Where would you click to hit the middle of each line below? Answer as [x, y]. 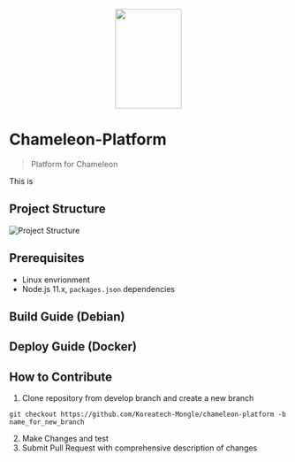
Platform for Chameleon [74, 164]
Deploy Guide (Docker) [73, 346]
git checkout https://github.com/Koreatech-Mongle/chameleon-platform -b [148, 415]
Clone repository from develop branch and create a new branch [138, 398]
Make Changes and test [65, 439]
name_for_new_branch [47, 422]
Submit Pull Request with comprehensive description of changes [140, 448]
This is [21, 181]
